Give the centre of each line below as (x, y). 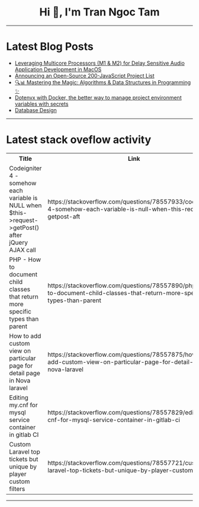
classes (20, 289)
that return (24, 296)
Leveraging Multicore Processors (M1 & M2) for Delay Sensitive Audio (99, 63)
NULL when (25, 205)
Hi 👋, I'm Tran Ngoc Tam (99, 12)
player (18, 474)
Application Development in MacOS (58, 69)
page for (21, 366)
